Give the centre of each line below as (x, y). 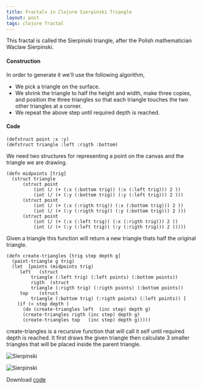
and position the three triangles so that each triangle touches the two (102, 99)
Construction (23, 61)
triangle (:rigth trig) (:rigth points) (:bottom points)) (107, 288)
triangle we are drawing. (37, 162)
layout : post (23, 18)
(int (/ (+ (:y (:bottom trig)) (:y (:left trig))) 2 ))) (108, 195)
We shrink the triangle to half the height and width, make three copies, (103, 93)
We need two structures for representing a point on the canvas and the (95, 155)
